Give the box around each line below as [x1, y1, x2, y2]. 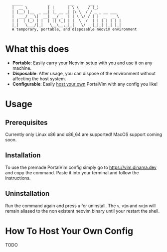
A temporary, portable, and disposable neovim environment [11, 27, 137, 32]
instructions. [5, 175, 31, 181]
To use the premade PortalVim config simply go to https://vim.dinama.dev [5, 164, 157, 170]
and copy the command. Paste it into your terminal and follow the [5, 169, 139, 175]
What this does [5, 43, 69, 55]
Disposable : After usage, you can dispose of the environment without [12, 70, 156, 76]
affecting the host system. [12, 76, 66, 82]
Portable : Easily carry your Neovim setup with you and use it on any [12, 60, 153, 66]
